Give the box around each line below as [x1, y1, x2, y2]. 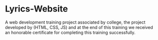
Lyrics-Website [5, 3, 68, 14]
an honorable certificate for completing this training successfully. [5, 29, 136, 35]
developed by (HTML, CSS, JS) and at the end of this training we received [5, 24, 153, 30]
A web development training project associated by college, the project [5, 19, 146, 25]
